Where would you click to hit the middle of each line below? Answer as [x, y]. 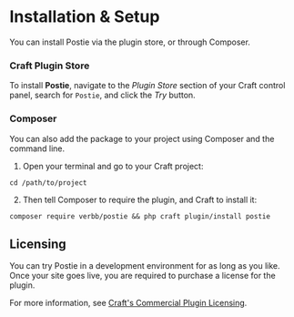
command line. [37, 148]
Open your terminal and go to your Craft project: [113, 166]
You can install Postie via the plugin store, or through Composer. [130, 42]
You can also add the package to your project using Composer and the [142, 138]
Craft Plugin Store [50, 66]
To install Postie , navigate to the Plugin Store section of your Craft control [147, 86]
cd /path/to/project [49, 183]
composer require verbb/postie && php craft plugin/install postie [140, 216]
